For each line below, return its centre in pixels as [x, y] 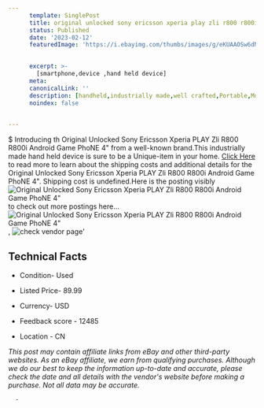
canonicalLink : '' [59, 88]
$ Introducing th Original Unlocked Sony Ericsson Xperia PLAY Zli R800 [123, 139]
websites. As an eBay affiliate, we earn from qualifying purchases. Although [132, 360]
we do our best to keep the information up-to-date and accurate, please [125, 368]
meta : [38, 81]
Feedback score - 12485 [59, 321]
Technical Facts [48, 256]
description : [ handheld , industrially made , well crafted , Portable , [140, 95]
